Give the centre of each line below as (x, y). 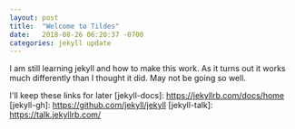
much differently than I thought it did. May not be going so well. (128, 78)
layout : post (34, 18)
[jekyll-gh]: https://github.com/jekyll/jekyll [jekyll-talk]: (111, 106)
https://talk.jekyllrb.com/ (55, 115)
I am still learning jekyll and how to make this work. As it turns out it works (147, 69)
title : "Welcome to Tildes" (64, 26)
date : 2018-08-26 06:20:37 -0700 (77, 34)
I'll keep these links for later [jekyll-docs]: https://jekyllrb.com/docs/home (147, 96)
